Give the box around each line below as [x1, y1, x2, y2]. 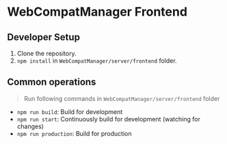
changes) [16, 122, 44, 130]
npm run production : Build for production [16, 129, 132, 137]
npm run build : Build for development [16, 107, 123, 116]
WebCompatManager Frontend [7, 4, 188, 20]
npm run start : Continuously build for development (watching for [16, 115, 200, 123]
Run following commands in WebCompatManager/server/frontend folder [23, 94, 220, 102]
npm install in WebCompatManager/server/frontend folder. [16, 57, 177, 65]
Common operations [7, 76, 96, 88]
